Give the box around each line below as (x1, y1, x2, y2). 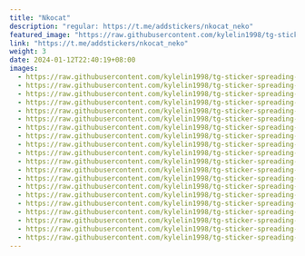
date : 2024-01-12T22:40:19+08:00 (9, 55, 136, 64)
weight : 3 (9, 47, 47, 56)
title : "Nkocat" (9, 13, 71, 23)
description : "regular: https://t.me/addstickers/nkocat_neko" (9, 22, 254, 31)
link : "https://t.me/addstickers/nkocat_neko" (9, 38, 189, 48)
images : (9, 64, 39, 74)
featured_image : (9, 30, 71, 39)
